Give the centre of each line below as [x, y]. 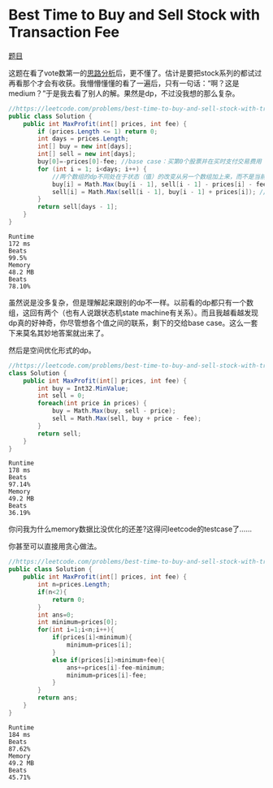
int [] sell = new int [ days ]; [87, 154]
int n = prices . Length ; [74, 585]
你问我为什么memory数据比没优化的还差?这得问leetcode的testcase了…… [130, 529]
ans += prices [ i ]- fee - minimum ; [115, 668]
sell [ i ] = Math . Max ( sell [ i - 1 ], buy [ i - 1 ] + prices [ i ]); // [159, 192]
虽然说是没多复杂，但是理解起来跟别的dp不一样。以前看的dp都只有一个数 [131, 302]
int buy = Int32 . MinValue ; [83, 388]
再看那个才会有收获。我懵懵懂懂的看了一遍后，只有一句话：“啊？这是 [124, 83]
